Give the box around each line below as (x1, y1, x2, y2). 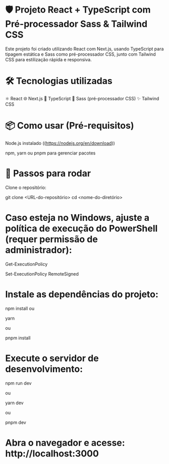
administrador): (5, 244, 72, 256)
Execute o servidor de (5, 353, 99, 364)
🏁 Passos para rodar (5, 168, 91, 179)
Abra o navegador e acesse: (5, 437, 125, 448)
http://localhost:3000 (5, 448, 99, 459)
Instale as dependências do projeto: (5, 288, 159, 300)
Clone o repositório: (5, 184, 46, 190)
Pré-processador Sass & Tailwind (5, 18, 148, 30)
